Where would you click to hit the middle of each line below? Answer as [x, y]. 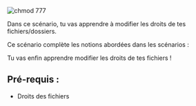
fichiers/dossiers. [32, 31]
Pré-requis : [33, 79]
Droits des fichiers [43, 96]
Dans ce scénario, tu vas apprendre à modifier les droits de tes [97, 24]
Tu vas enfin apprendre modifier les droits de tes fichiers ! [89, 58]
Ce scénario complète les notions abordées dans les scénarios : [98, 44]
